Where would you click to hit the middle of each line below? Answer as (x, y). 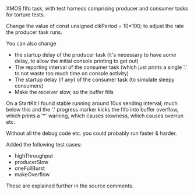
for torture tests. (26, 15)
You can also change (31, 43)
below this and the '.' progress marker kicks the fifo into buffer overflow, (92, 109)
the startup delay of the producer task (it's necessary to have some (95, 55)
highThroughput (34, 156)
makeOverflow (32, 174)
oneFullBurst (30, 168)
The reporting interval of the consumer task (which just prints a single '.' (101, 67)
